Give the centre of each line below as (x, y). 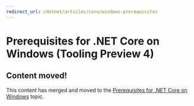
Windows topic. (25, 96)
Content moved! (36, 76)
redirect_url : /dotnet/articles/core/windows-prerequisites (82, 12)
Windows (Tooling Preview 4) (80, 54)
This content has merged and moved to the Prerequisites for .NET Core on (97, 90)
